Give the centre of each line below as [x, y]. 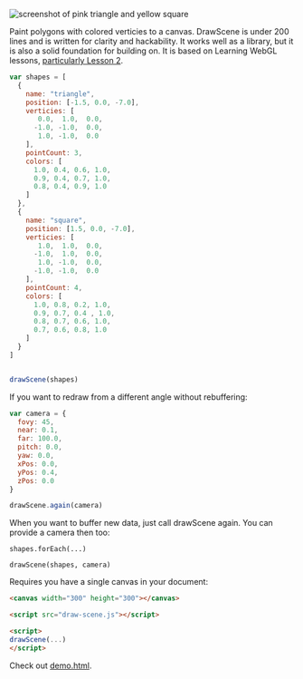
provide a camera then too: [60, 533]
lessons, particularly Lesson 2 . [66, 60]
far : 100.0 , [40, 439]
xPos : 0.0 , [38, 464]
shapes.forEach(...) [48, 549]
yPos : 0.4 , [38, 472]
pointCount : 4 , [54, 287]
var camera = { [38, 413]
